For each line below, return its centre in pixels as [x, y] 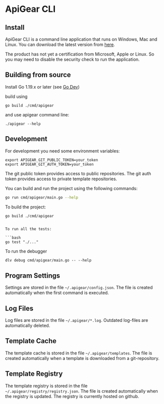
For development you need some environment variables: [62, 151]
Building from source [38, 75]
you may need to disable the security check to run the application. [72, 59]
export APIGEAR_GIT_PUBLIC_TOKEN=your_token [52, 160]
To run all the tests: [28, 229]
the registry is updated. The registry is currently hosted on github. [72, 396]
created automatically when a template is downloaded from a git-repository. [82, 358]
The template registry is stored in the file [46, 386]
